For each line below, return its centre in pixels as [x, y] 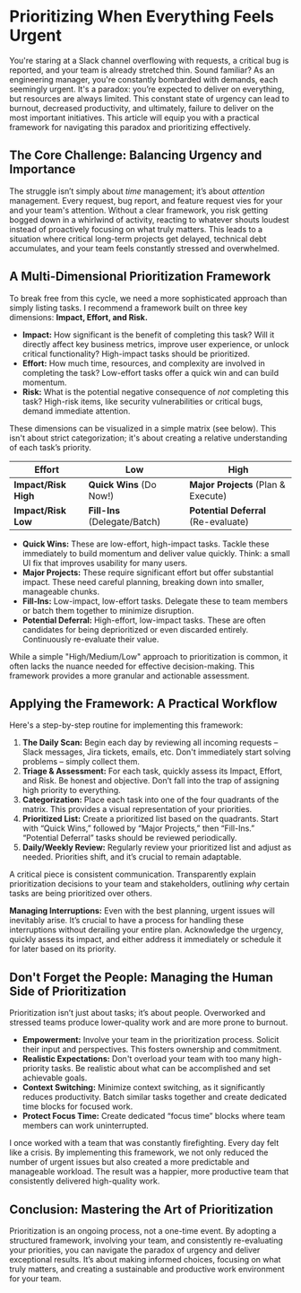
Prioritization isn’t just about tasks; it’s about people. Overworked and [138, 1013]
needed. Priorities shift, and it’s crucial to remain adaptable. [132, 857]
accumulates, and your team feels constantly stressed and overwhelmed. [145, 248]
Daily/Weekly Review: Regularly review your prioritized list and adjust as [157, 847]
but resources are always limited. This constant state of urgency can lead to [149, 98]
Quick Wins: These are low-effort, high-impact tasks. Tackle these [146, 544]
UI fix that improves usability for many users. [105, 563]
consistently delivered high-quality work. [85, 1181]
